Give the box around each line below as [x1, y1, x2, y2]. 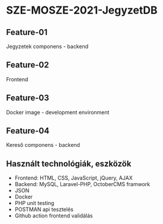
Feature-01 [6, 27, 47, 37]
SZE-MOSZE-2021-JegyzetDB [6, 4, 158, 17]
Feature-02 [6, 60, 49, 70]
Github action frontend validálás [14, 212, 93, 219]
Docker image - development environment [6, 108, 110, 116]
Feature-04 [6, 126, 50, 136]
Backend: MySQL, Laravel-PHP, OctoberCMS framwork [14, 181, 151, 188]
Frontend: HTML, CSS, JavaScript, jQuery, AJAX [14, 174, 133, 181]
